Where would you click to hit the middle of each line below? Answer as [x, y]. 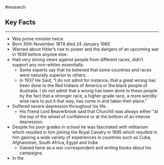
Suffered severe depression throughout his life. [60, 106]
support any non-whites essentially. [48, 64]
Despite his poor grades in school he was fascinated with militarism [80, 127]
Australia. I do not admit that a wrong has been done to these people [88, 90]
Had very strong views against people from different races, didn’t [78, 59]
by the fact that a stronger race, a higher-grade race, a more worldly [88, 96]
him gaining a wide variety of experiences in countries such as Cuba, [82, 137]
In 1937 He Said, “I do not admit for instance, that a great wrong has [88, 80]
